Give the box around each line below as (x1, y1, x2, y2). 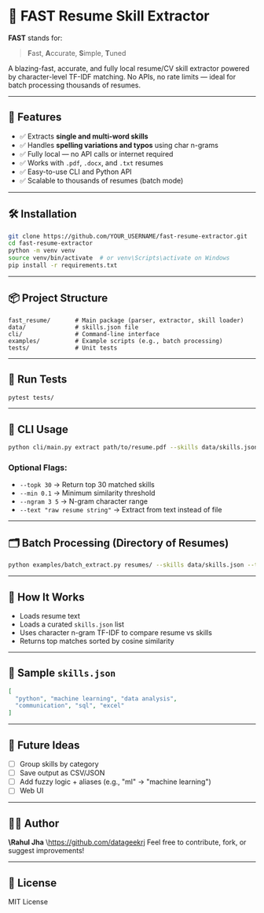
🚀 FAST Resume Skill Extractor (8, 7, 210, 25)
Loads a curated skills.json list (19, 619, 124, 629)
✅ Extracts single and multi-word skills (19, 131, 148, 141)
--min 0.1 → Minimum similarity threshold (19, 488, 156, 498)
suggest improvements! (8, 846, 85, 856)
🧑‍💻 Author (8, 816, 60, 830)
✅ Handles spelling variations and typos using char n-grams (19, 140, 218, 150)
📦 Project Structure (8, 291, 108, 305)
